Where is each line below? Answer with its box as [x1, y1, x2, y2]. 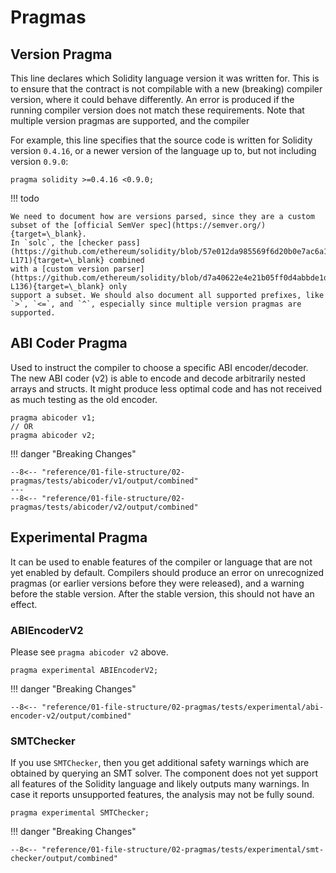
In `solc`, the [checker [10, 238, 114, 248]
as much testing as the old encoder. [10, 393, 158, 405]
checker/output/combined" [10, 854, 118, 864]
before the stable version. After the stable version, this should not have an [10, 587, 315, 600]
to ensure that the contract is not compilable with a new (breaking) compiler [10, 83, 323, 95]
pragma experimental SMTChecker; [10, 808, 150, 818]
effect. [10, 598, 38, 610]
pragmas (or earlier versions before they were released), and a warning [10, 577, 305, 589]
